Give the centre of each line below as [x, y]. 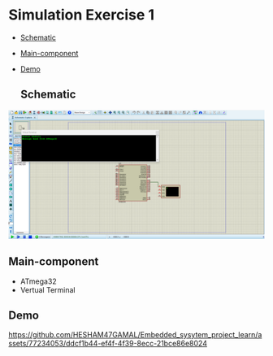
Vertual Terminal [48, 289]
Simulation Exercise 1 [82, 15]
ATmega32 [38, 281]
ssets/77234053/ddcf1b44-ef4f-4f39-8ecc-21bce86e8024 [108, 344]
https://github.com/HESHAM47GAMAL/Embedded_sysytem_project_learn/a [135, 335]
